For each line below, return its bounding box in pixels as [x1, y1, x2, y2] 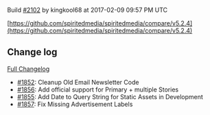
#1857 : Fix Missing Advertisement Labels [16, 100, 133, 108]
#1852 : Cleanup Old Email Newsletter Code [16, 78, 139, 86]
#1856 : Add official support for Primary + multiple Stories [16, 85, 179, 94]
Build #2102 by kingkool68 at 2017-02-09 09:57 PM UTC [7, 6, 168, 14]
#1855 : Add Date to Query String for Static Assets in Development [16, 92, 204, 101]
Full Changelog [7, 65, 50, 73]
